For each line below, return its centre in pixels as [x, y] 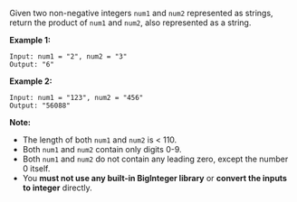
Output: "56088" [40, 106]
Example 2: [31, 81]
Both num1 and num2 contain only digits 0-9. [102, 149]
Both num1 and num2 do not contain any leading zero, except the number [155, 159]
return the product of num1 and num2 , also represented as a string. [130, 23]
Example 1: [30, 40]
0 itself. [36, 169]
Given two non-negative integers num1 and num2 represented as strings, [141, 13]
